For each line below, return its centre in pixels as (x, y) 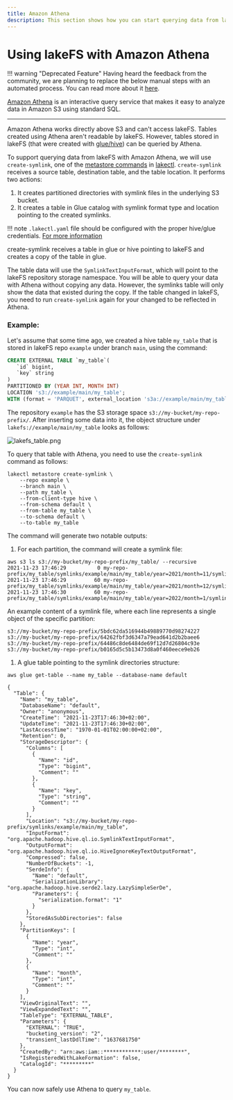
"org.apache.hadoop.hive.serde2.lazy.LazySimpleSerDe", (89, 887)
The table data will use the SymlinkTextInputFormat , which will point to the (113, 270)
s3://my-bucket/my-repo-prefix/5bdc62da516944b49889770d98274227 (103, 631)
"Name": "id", (58, 760)
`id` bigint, (35, 367)
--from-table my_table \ (55, 510)
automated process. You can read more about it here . (84, 88)
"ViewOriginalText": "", (55, 1003)
